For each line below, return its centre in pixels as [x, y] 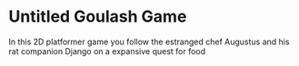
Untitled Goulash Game [98, 17]
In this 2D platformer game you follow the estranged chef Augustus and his [149, 42]
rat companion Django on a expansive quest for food [107, 51]
